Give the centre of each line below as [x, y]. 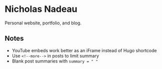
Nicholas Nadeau [41, 9]
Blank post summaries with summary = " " [55, 61]
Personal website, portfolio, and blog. [43, 23]
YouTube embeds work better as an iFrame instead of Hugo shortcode [84, 50]
